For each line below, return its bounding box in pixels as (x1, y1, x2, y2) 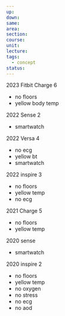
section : (6, 31, 28, 37)
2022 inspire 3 (6, 171, 42, 178)
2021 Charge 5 (6, 207, 42, 214)
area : (6, 25, 20, 32)
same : (6, 20, 20, 26)
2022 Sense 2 (6, 111, 41, 118)
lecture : (6, 48, 28, 54)
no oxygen (14, 285, 41, 292)
